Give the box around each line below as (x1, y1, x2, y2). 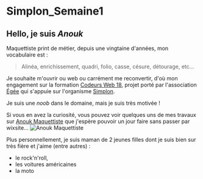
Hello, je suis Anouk (6, 29, 84, 39)
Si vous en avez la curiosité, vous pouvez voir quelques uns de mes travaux (6, 111, 196, 118)
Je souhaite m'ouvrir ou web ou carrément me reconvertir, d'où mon (6, 75, 178, 82)
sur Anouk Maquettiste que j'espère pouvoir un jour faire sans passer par (6, 118, 190, 125)
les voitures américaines (15, 161, 77, 168)
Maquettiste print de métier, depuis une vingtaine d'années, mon (6, 44, 169, 52)
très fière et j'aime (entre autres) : (6, 142, 91, 150)
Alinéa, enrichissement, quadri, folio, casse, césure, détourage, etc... (21, 63, 194, 70)
